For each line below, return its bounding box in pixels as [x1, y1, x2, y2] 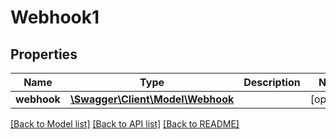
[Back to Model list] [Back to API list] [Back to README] [10, 118, 240, 130]
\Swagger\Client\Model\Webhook [69, 92, 235, 106]
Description [243, 76, 301, 89]
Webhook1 [10, 6, 100, 29]
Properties [10, 46, 78, 63]
